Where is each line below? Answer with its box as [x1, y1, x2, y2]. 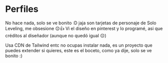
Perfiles [5, 3, 39, 15]
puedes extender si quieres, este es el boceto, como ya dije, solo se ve [5, 47, 152, 53]
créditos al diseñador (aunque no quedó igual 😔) [5, 32, 107, 38]
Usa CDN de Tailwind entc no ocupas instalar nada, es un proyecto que [5, 42, 153, 48]
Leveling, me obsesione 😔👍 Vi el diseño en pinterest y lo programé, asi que [5, 25, 163, 31]
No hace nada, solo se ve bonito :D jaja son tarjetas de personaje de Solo [5, 20, 156, 26]
